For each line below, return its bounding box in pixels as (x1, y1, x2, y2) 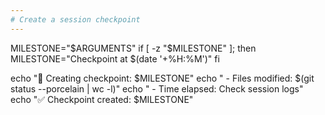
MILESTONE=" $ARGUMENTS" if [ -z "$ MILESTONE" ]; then (10, 42, 257, 54)
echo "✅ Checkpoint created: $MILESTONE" (10, 93, 194, 105)
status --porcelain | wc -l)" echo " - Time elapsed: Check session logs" (10, 82, 304, 95)
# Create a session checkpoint (10, 14, 141, 25)
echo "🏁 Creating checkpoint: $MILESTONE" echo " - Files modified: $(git (10, 72, 315, 84)
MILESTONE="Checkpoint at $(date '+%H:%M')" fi (10, 52, 220, 65)
